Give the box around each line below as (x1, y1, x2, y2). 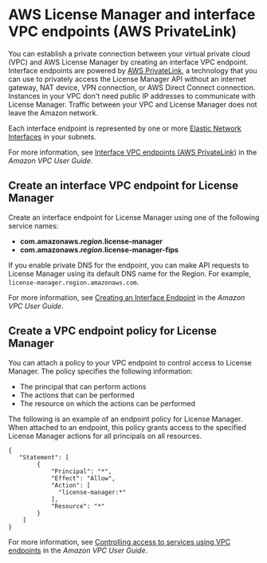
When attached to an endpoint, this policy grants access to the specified (8, 422, 247, 432)
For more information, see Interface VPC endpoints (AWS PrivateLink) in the (8, 147, 257, 157)
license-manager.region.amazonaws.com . (8, 277, 139, 287)
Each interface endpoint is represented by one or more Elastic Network (8, 123, 241, 133)
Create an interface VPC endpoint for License (8, 179, 239, 193)
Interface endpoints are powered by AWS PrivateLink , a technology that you (8, 65, 257, 75)
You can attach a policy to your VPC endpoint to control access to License (8, 358, 253, 367)
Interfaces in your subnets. (8, 131, 97, 141)
